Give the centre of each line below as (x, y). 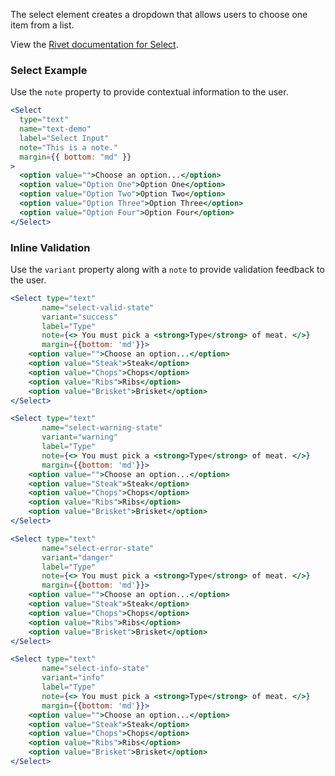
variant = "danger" (77, 557)
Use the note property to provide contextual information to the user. (149, 92)
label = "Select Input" (64, 138)
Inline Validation (50, 247)
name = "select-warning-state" (102, 428)
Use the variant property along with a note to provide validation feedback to (167, 269)
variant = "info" (73, 678)
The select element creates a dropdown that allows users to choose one (159, 14)
